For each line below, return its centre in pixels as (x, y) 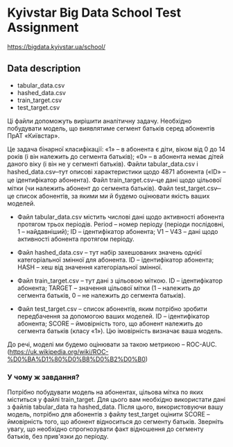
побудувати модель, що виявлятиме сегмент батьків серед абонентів (111, 128)
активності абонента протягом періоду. (76, 239)
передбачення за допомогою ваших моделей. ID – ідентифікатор (113, 316)
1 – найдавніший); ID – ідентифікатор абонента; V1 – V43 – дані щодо (118, 231)
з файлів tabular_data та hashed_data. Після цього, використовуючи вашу (115, 407)
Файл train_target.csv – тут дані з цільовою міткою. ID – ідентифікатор (120, 280)
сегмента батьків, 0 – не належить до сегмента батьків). (101, 295)
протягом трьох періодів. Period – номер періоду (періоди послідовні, (121, 224)
